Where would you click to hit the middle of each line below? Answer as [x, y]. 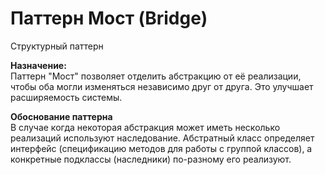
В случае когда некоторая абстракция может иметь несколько [145, 127]
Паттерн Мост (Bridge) [109, 18]
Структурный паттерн [57, 46]
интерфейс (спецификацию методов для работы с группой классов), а [161, 148]
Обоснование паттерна [61, 116]
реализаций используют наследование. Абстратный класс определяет [162, 138]
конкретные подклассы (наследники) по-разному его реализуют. [151, 159]
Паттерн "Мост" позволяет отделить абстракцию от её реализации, [156, 76]
